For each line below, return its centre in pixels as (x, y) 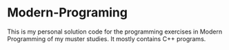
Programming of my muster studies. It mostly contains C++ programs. (107, 38)
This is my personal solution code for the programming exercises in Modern (115, 32)
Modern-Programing (67, 13)
